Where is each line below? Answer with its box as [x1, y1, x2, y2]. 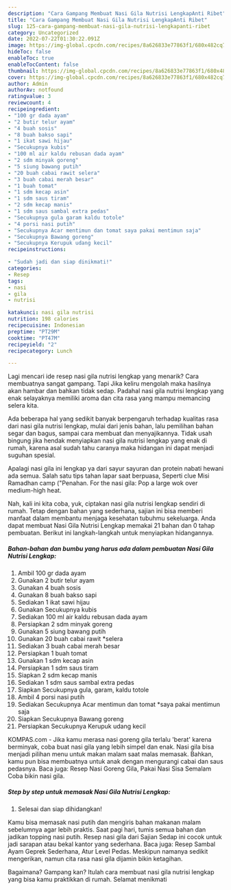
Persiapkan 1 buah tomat [17, 649, 88, 657]
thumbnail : [8, 67, 39, 74]
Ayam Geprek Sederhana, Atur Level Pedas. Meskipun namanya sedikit [8, 847, 208, 856]
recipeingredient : [8, 106, 60, 113]
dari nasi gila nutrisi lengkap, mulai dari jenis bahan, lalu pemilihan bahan [8, 422, 214, 430]
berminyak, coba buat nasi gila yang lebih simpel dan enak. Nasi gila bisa [8, 742, 215, 751]
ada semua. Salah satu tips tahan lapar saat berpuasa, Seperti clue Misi [8, 471, 210, 480]
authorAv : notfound [8, 86, 64, 93]
